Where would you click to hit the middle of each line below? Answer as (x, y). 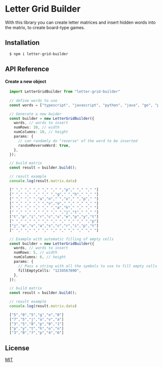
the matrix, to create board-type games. (45, 27)
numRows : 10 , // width (37, 128)
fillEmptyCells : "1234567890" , (49, 271)
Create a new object (26, 81)
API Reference (27, 69)
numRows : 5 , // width (35, 253)
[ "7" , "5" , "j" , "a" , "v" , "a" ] (37, 319)
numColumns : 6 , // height (40, 257)
